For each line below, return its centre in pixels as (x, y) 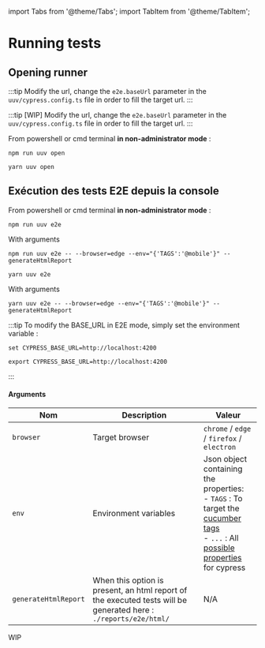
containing (223, 469)
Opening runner (48, 72)
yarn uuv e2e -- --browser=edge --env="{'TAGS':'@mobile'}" (109, 303)
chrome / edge (228, 429)
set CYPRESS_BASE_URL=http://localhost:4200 (82, 348)
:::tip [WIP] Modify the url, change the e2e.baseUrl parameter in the (118, 115)
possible (219, 548)
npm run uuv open (37, 153)
